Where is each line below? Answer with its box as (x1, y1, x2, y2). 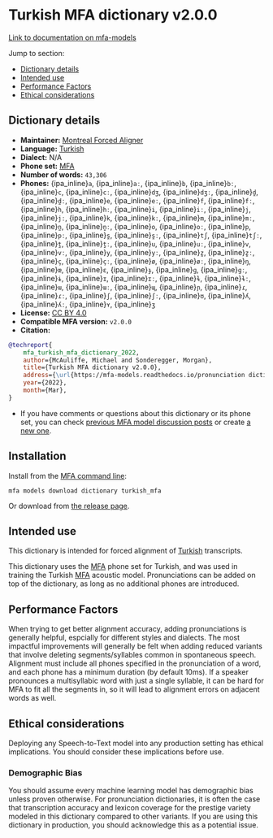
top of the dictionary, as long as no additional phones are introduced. (8, 579, 240, 588)
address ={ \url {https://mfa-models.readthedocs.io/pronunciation (23, 371, 245, 380)
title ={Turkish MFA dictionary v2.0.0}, (23, 363, 162, 371)
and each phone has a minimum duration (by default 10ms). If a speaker (8, 667, 249, 677)
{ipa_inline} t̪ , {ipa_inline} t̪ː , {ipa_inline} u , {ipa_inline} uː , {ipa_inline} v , (19, 238, 252, 249)
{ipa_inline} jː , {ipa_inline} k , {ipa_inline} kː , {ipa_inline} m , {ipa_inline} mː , (19, 213, 255, 223)
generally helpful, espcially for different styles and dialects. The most (8, 632, 240, 643)
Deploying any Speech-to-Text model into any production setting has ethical (8, 738, 264, 748)
